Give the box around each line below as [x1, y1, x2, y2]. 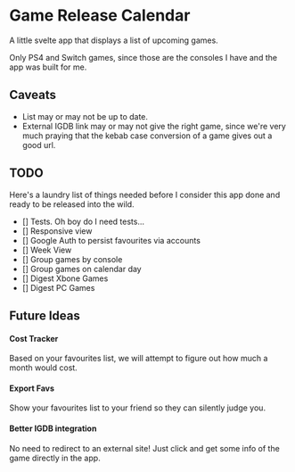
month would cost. [9, 362, 78, 373]
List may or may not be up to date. [21, 111, 149, 121]
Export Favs [9, 383, 55, 393]
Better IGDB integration [9, 423, 97, 434]
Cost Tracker [9, 333, 59, 344]
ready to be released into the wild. [9, 198, 135, 210]
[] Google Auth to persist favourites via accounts [21, 235, 201, 245]
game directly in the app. [9, 452, 101, 463]
